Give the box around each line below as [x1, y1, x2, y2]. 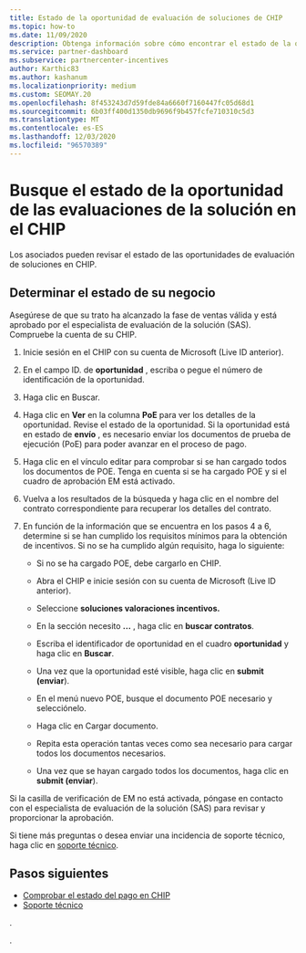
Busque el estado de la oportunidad [9, 180, 284, 201]
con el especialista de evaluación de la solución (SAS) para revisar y [9, 802, 266, 813]
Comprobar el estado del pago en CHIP [22, 890, 171, 901]
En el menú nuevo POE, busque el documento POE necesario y [36, 693, 273, 704]
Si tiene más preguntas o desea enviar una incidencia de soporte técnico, [9, 830, 285, 841]
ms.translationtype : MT [9, 115, 100, 124]
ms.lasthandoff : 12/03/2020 [9, 132, 117, 141]
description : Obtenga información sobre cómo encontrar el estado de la [9, 38, 291, 48]
